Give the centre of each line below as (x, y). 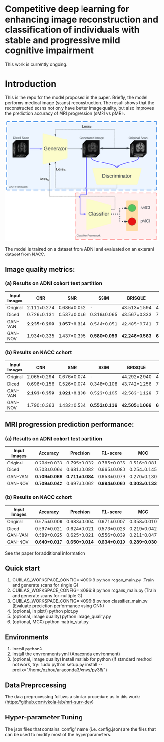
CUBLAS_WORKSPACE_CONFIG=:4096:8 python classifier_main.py (80, 601)
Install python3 (27, 649)
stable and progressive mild (63, 40)
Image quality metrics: (40, 269)
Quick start (22, 568)
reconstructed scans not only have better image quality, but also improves (80, 108)
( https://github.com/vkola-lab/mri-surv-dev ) (50, 702)
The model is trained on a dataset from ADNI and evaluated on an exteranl (80, 249)
